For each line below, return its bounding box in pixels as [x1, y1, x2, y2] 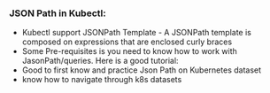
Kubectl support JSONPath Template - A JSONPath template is [21, 27, 252, 38]
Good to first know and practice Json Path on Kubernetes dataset [21, 65, 262, 75]
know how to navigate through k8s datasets [21, 74, 182, 85]
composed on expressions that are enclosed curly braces [21, 36, 233, 47]
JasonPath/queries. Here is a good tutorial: [21, 56, 179, 66]
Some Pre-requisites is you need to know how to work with [21, 46, 237, 57]
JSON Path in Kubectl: [9, 7, 106, 19]
